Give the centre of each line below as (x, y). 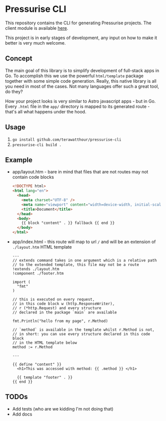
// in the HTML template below (45, 343)
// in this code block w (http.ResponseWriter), (63, 304)
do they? (14, 91)
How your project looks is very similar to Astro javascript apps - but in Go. (81, 101)
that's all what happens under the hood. (46, 111)
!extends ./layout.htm (36, 269)
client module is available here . (37, 28)
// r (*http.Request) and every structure (57, 308)
